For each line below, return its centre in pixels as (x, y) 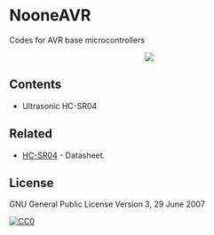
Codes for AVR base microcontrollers (77, 40)
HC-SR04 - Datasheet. (63, 155)
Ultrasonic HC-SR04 (59, 106)
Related (31, 134)
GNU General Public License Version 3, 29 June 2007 (107, 204)
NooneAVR (50, 16)
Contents (36, 85)
